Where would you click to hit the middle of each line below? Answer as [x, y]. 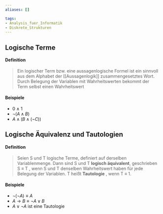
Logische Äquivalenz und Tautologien [64, 135]
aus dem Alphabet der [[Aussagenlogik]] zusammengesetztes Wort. [86, 76]
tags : [11, 18]
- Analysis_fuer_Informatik [34, 23]
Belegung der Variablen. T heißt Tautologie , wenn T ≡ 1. [74, 174]
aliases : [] [17, 10]
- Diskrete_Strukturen [28, 27]
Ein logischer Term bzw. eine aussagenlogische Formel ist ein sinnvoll [88, 71]
